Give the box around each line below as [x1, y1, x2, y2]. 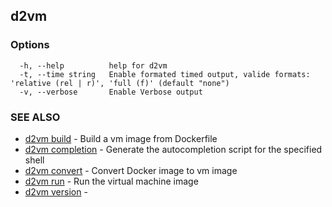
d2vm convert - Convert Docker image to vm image [24, 164, 238, 176]
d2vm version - [24, 185, 88, 198]
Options [10, 38, 50, 52]
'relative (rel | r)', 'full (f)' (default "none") [10, 78, 230, 88]
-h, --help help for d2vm [19, 60, 168, 71]
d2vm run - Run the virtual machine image [24, 175, 199, 187]
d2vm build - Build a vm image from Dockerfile [24, 132, 218, 144]
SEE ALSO [10, 110, 61, 124]
